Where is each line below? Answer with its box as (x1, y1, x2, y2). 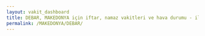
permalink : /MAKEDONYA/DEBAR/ (6, 20, 84, 26)
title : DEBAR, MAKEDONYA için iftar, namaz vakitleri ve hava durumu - (6, 15, 192, 21)
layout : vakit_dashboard (6, 9, 70, 15)
